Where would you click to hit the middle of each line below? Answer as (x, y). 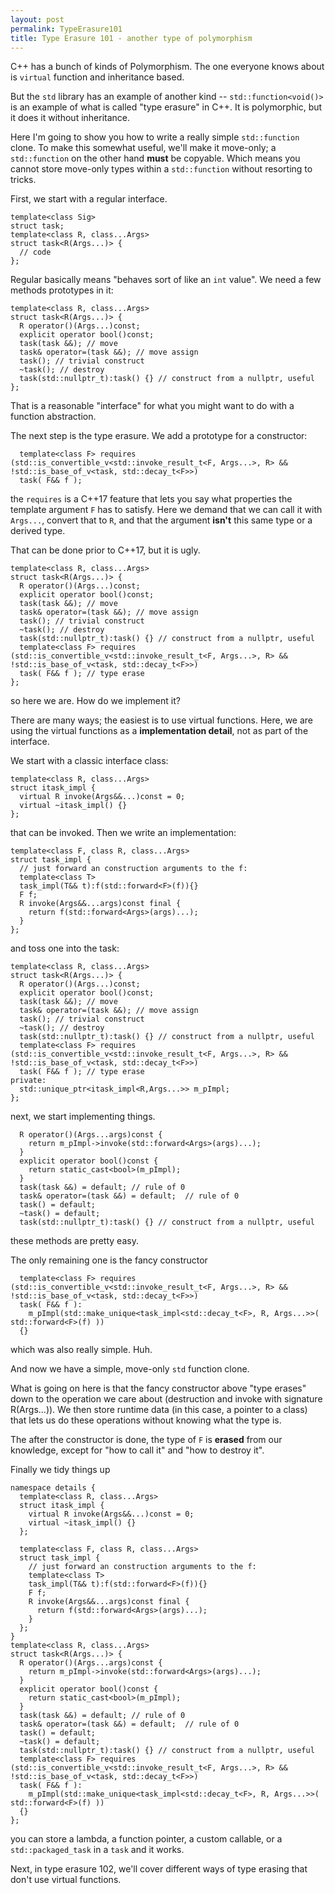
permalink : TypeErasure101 (66, 29)
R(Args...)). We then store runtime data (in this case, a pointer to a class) (159, 1410)
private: (28, 1081)
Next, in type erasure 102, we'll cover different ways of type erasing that (159, 1869)
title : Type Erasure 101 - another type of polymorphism (131, 38)
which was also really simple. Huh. (81, 1350)
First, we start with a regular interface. (89, 199)
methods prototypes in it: (62, 290)
